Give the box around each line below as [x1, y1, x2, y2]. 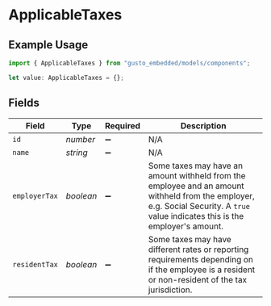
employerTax [12, 191, 59, 200]
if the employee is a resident [148, 264, 256, 275]
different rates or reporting [148, 244, 249, 255]
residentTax [12, 260, 59, 269]
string [65, 147, 89, 158]
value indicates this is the [148, 210, 244, 221]
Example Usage [8, 38, 89, 52]
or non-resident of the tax [148, 274, 248, 285]
